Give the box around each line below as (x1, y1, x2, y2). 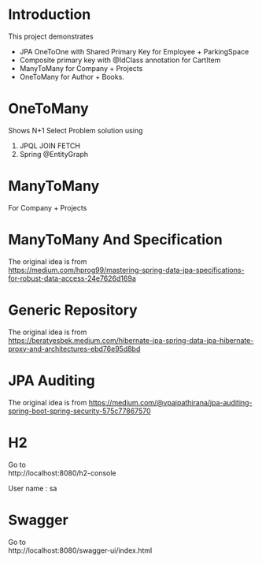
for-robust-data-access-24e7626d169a (8, 274, 136, 283)
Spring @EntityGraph (19, 149, 89, 158)
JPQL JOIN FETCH (19, 140, 81, 151)
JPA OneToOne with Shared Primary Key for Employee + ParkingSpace (19, 47, 249, 56)
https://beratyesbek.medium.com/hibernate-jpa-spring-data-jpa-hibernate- (8, 335, 254, 345)
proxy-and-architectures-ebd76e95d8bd (8, 344, 141, 353)
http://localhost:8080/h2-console (8, 468, 116, 478)
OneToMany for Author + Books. (19, 72, 124, 81)
